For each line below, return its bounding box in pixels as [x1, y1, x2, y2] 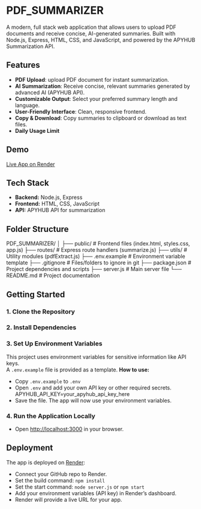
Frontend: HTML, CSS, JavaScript [14, 200, 100, 207]
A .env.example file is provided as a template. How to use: [6, 366, 150, 373]
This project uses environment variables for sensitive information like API [6, 353, 187, 361]
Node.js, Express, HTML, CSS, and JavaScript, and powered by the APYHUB [6, 36, 196, 43]
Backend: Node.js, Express [14, 194, 83, 201]
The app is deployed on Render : [6, 459, 86, 466]
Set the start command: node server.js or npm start [14, 483, 145, 490]
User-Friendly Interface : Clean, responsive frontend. [14, 108, 147, 115]
